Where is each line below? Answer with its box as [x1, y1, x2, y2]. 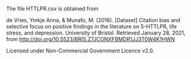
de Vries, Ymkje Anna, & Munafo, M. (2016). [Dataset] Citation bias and [6, 17, 181, 23]
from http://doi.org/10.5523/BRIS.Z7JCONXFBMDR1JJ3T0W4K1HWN [6, 36, 175, 42]
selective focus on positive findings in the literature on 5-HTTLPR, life [6, 23, 177, 30]
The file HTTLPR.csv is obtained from [6, 5, 98, 12]
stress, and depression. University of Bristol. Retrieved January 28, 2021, [6, 29, 186, 36]
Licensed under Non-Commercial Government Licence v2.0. [6, 47, 155, 54]
